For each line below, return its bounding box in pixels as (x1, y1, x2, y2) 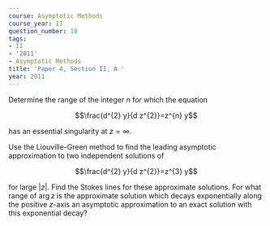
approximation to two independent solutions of (8, 150, 165, 160)
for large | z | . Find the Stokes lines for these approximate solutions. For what (8, 182, 262, 192)
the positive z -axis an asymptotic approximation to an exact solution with (8, 199, 252, 209)
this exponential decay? (8, 208, 88, 218)
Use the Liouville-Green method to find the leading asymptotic (8, 141, 216, 151)
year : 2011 (8, 72, 45, 80)
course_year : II (8, 20, 63, 28)
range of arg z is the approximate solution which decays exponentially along (8, 190, 262, 200)
